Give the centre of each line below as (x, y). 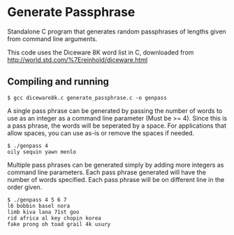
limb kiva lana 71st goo (43, 212)
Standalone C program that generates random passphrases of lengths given (117, 31)
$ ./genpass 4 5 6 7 (37, 199)
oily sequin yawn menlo (42, 152)
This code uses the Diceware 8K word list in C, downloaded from (101, 52)
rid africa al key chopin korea (54, 218)
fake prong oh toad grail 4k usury (59, 224)
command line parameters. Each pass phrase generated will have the (107, 172)
